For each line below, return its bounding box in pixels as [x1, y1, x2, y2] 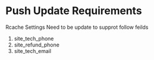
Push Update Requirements [5, 4, 142, 18]
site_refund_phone [14, 41, 60, 48]
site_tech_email [14, 47, 51, 54]
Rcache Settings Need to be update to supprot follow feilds [5, 24, 149, 31]
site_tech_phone [14, 35, 54, 42]
